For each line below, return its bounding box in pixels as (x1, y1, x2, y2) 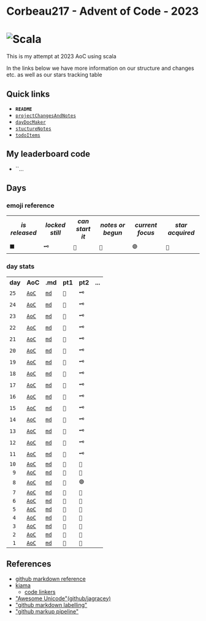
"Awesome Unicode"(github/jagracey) (15, 595, 112, 602)
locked (45, 221, 66, 229)
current (134, 221, 158, 229)
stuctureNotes (15, 126, 51, 132)
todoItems (15, 132, 41, 139)
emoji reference (6, 201, 55, 210)
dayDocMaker (15, 119, 46, 125)
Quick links (6, 89, 50, 99)
